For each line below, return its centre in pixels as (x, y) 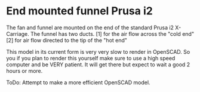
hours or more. (24, 70)
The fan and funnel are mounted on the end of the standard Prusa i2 (90, 27)
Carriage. (18, 33)
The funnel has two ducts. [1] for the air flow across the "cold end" (112, 33)
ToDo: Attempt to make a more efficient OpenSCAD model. (78, 82)
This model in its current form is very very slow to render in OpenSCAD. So (98, 51)
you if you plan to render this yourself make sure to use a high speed (91, 58)
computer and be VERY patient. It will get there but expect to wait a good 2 (98, 65)
